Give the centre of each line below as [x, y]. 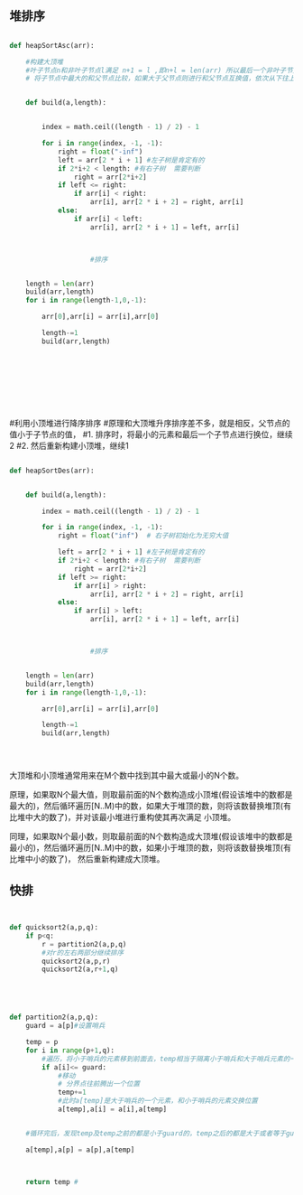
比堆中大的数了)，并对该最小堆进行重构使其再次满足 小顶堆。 [123, 817]
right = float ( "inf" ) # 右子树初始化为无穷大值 [143, 536]
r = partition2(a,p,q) [84, 944]
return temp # [52, 1181]
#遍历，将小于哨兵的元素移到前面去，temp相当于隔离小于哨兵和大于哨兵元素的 [166, 1059]
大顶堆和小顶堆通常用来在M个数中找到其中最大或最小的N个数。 [127, 776]
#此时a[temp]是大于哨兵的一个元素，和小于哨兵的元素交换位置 [158, 1101]
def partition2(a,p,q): [54, 1018]
